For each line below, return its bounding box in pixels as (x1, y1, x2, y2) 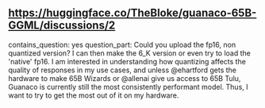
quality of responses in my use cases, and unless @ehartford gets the (8, 65, 236, 75)
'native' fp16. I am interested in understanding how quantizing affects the (8, 56, 246, 66)
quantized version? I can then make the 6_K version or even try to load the (8, 48, 252, 58)
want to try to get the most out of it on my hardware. (8, 91, 179, 100)
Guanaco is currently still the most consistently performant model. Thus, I (8, 82, 248, 91)
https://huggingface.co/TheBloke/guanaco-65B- (8, 6, 257, 20)
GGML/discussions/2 (8, 19, 116, 33)
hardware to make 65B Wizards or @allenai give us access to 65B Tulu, (8, 73, 241, 83)
